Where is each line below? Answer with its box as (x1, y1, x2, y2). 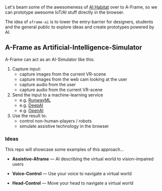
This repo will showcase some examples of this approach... (5, 146, 124, 152)
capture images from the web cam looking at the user (19, 76, 128, 82)
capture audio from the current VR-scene (19, 87, 103, 93)
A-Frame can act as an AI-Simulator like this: (5, 56, 95, 62)
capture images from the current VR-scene (19, 71, 106, 77)
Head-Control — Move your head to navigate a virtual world (12, 180, 134, 186)
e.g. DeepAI (19, 102, 43, 108)
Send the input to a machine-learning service (12, 92, 103, 97)
